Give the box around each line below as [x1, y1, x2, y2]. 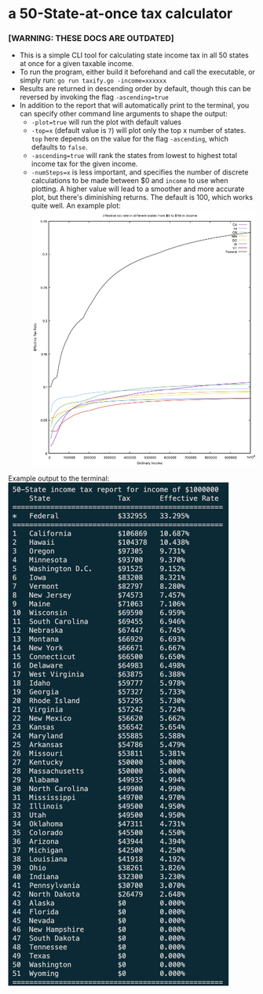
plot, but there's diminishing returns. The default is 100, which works [31, 193, 254, 202]
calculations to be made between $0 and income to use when [31, 176, 228, 186]
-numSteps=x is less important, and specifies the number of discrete [31, 168, 249, 177]
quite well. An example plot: [31, 201, 122, 211]
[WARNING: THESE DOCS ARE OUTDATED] [8, 33, 174, 44]
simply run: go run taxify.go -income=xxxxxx [19, 75, 167, 85]
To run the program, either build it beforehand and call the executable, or [19, 68, 255, 77]
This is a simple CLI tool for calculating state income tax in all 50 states [19, 50, 250, 60]
